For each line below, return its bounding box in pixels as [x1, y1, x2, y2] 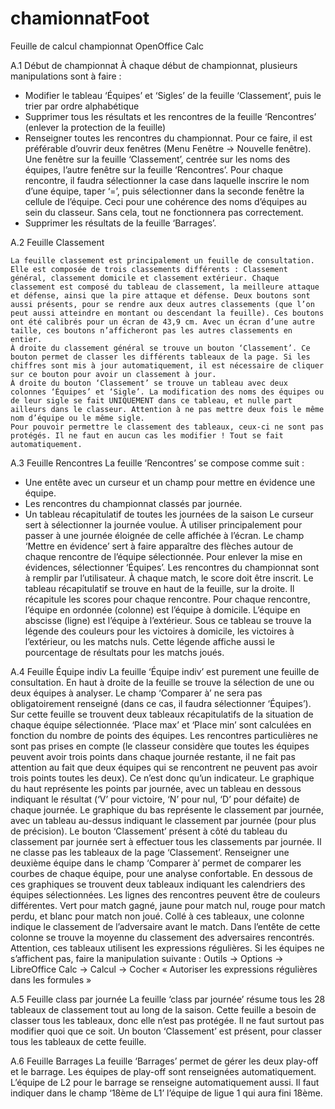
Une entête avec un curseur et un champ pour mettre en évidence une [24, 476, 316, 488]
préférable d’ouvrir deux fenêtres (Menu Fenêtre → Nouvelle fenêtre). [24, 142, 312, 154]
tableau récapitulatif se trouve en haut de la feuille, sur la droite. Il [24, 582, 295, 594]
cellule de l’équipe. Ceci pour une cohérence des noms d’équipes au [24, 195, 307, 207]
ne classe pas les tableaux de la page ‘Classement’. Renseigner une [10, 846, 290, 858]
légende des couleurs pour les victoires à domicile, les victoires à [24, 625, 295, 637]
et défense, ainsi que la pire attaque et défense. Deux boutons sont [10, 290, 311, 301]
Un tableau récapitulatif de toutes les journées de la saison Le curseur [24, 508, 314, 520]
